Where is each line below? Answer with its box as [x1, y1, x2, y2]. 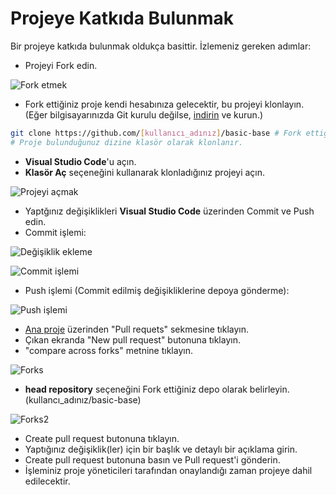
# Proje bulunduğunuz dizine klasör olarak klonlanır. [10, 137, 244, 147]
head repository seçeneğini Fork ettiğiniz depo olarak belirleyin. [24, 383, 290, 395]
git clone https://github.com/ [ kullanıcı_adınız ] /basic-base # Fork [10, 128, 302, 138]
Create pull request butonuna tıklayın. [24, 432, 180, 444]
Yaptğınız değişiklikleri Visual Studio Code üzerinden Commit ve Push [24, 205, 315, 217]
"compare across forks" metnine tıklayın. [24, 344, 193, 356]
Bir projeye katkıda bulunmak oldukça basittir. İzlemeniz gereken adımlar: [10, 40, 312, 52]
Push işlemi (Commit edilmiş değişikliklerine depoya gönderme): [24, 284, 290, 296]
